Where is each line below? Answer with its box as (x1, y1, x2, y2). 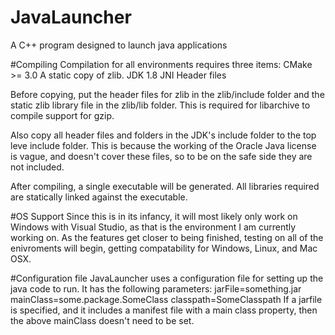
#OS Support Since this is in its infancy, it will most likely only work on (10, 210, 298, 222)
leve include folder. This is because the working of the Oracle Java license (10, 139, 317, 151)
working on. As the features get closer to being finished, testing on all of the (10, 231, 324, 243)
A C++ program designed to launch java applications (10, 39, 228, 51)
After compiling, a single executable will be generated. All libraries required (10, 180, 320, 192)
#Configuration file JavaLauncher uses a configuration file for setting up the (10, 272, 324, 284)
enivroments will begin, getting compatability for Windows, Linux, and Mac (10, 242, 318, 254)
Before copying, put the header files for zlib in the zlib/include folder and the (10, 88, 325, 100)
